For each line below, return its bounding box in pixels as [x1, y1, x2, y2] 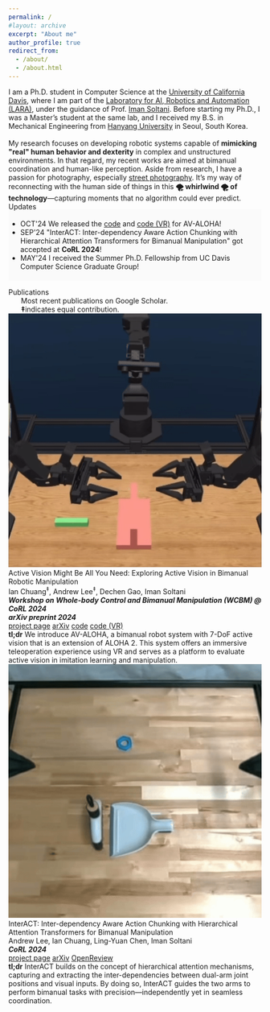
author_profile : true [8, 39, 81, 47]
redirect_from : [8, 47, 59, 56]
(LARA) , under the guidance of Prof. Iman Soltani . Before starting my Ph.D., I [8, 104, 260, 114]
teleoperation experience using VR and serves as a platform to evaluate [8, 646, 245, 656]
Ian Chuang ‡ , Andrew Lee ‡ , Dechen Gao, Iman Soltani [8, 584, 186, 596]
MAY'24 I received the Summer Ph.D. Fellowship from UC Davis [19, 253, 231, 262]
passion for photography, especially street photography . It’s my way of [8, 172, 242, 182]
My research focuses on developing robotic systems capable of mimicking [8, 138, 257, 148]
